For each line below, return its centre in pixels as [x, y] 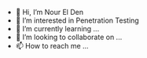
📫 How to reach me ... [52, 46]
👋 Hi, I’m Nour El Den [50, 12]
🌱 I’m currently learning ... [57, 29]
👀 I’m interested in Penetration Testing [77, 20]
